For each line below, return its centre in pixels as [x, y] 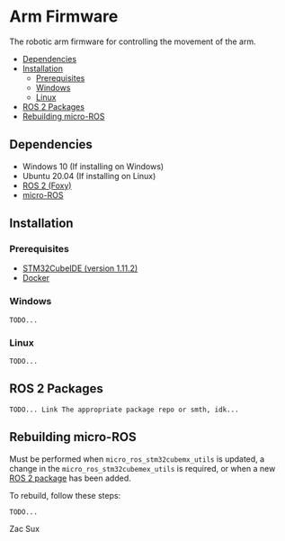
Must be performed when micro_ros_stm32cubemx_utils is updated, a [137, 459]
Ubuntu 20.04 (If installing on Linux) [89, 176]
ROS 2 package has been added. [71, 478]
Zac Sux [25, 528]
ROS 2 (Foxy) [47, 185]
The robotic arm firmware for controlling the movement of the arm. [133, 41]
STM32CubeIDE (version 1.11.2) [80, 268]
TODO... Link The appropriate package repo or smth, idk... [125, 410]
